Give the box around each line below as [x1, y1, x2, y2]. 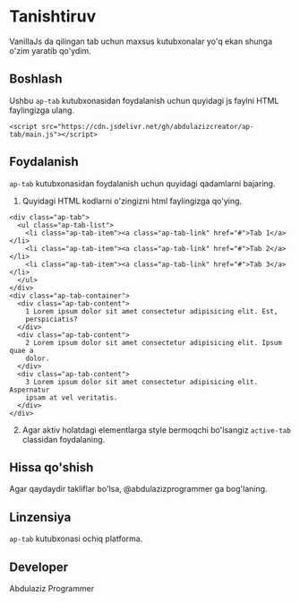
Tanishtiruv [9, 6, 97, 27]
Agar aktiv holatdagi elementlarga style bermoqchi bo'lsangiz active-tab [21, 424, 291, 435]
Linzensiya [9, 509, 72, 525]
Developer [9, 559, 69, 574]
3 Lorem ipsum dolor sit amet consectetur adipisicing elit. [25, 377, 258, 386]
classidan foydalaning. [21, 434, 106, 444]
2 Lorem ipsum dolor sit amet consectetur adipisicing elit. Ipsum [25, 338, 282, 347]
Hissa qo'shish [9, 460, 94, 475]
